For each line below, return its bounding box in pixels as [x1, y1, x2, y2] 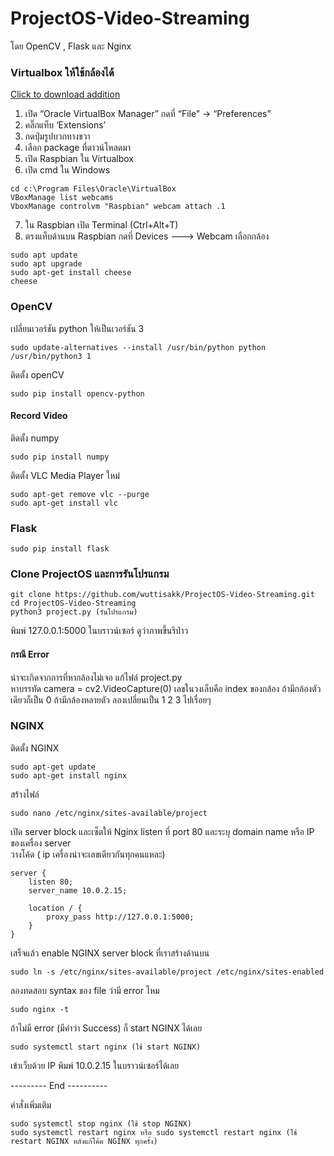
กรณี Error [10, 648, 50, 660]
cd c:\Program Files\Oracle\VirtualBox [10, 184, 177, 194]
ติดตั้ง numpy [10, 432, 60, 444]
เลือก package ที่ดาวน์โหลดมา [24, 142, 132, 154]
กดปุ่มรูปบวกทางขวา [24, 130, 91, 142]
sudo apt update [10, 250, 78, 261]
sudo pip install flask [10, 544, 110, 554]
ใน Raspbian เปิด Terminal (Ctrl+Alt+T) [24, 219, 179, 231]
